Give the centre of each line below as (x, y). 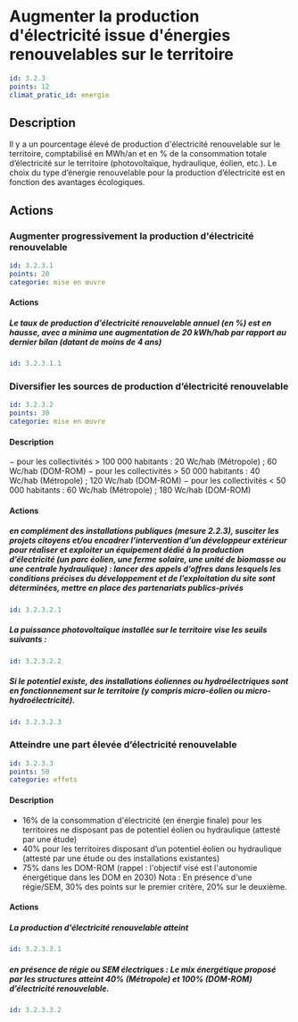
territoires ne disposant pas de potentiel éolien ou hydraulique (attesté (151, 830)
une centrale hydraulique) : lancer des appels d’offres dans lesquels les (145, 569)
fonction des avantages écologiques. (77, 182)
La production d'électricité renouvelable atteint (99, 927)
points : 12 (29, 87)
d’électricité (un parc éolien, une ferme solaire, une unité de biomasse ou (148, 560)
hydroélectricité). (42, 700)
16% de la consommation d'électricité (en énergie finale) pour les (142, 820)
